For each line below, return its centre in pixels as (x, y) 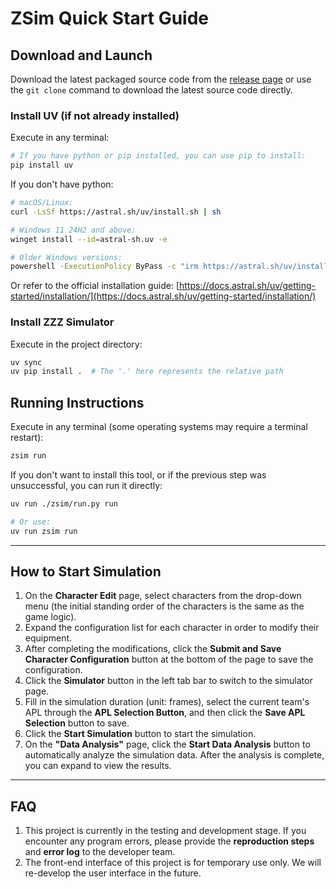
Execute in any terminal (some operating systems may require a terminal (159, 427)
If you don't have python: (62, 184)
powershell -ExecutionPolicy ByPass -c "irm (104, 267)
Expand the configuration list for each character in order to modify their (172, 628)
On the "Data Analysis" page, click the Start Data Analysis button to (167, 744)
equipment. (48, 638)
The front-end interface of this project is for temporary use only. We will (173, 863)
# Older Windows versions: (66, 257)
